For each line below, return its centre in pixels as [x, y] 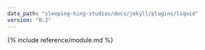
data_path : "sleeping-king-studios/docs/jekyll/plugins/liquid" [103, 14]
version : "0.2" [29, 20]
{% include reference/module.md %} [61, 40]
